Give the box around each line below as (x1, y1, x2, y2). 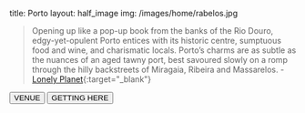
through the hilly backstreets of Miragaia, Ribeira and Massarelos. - (31, 64, 285, 75)
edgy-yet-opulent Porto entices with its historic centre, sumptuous (31, 36, 282, 46)
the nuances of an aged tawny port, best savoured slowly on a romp (31, 55, 289, 65)
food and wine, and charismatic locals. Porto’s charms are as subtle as (31, 45, 297, 56)
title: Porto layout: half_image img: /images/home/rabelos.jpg (9, 8, 239, 18)
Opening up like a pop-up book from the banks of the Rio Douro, (31, 26, 274, 36)
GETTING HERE (51, 93, 109, 103)
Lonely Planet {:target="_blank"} (31, 74, 152, 85)
